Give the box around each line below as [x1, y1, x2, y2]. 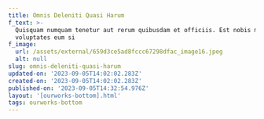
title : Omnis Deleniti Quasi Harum [8, 11, 125, 20]
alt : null [15, 56, 47, 63]
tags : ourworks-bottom [8, 99, 82, 106]
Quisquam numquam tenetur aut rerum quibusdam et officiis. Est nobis [15, 26, 251, 34]
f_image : [8, 41, 37, 49]
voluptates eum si [15, 33, 76, 41]
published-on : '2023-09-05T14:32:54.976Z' [8, 84, 149, 92]
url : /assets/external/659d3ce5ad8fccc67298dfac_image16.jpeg [15, 48, 223, 56]
